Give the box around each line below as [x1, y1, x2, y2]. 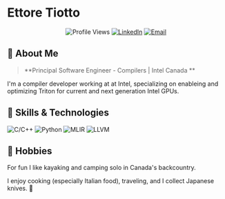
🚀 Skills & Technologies [7, 107, 109, 119]
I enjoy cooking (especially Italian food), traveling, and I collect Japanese [7, 177, 215, 185]
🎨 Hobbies [7, 145, 52, 157]
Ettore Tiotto [7, 5, 81, 21]
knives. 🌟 [7, 184, 33, 193]
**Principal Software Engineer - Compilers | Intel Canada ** [23, 66, 195, 74]
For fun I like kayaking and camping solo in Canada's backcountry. [7, 164, 196, 172]
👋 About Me [7, 48, 59, 59]
